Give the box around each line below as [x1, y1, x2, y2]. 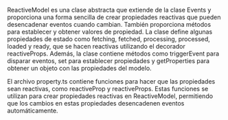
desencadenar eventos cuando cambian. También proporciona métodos [7, 21, 212, 28]
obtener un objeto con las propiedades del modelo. [7, 64, 152, 72]
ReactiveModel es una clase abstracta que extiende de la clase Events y [7, 6, 212, 14]
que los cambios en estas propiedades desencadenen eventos [7, 99, 185, 107]
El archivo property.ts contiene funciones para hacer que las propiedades [7, 77, 216, 85]
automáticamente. [7, 106, 58, 115]
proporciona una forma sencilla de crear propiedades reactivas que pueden [7, 13, 221, 21]
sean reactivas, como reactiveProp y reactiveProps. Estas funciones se [7, 85, 209, 93]
